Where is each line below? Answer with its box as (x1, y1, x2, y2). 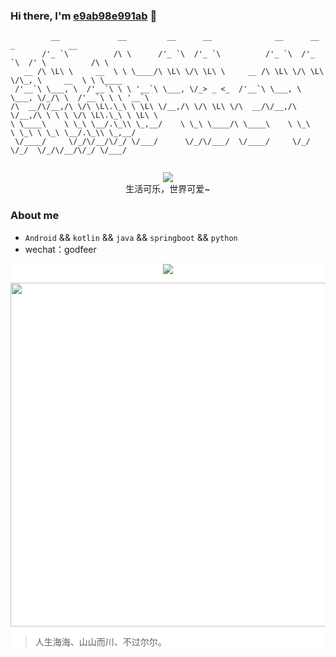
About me (10, 209, 60, 223)
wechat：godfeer (24, 243, 97, 255)
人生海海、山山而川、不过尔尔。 (34, 635, 167, 648)
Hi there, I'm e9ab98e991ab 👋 (10, 9, 158, 23)
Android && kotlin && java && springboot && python (24, 231, 238, 243)
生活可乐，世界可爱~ (125, 183, 211, 195)
